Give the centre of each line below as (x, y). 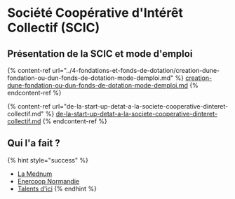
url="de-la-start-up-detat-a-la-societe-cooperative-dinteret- (140, 106)
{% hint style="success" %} (48, 160)
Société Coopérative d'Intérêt (95, 13)
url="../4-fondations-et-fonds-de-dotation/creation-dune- (136, 70)
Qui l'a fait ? (34, 143)
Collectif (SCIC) (54, 28)
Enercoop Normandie (48, 181)
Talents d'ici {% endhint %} (57, 188)
